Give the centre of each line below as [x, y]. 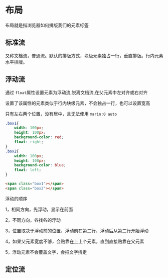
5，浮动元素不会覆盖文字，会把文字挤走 [46, 252]
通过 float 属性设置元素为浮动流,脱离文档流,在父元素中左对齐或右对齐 [76, 92]
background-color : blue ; [40, 165]
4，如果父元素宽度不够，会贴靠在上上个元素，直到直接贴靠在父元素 [75, 241]
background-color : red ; [39, 137]
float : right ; [29, 142]
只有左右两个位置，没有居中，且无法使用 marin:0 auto [61, 114]
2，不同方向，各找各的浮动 [33, 220]
